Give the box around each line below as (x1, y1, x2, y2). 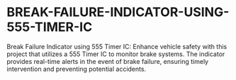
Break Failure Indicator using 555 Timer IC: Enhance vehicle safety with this (6, 42, 227, 51)
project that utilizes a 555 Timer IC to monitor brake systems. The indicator (6, 50, 225, 58)
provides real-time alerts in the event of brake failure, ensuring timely (6, 57, 209, 65)
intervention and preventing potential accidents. (6, 65, 147, 73)
